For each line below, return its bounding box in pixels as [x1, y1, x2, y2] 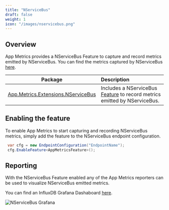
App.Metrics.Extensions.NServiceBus [8, 91, 97, 98]
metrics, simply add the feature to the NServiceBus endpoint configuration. [5, 133, 161, 139]
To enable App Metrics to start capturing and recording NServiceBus [5, 127, 148, 133]
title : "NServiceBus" [5, 7, 51, 13]
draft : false [5, 12, 33, 17]
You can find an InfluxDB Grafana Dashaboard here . [5, 190, 113, 196]
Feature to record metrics [101, 91, 161, 98]
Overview [5, 40, 37, 48]
